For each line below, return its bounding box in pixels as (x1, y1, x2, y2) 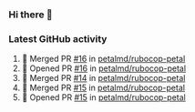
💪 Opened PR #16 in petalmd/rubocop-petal (21, 63, 187, 74)
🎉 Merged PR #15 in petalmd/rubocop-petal (21, 82, 186, 94)
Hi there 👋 (8, 8, 54, 21)
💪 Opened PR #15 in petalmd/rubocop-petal (21, 92, 186, 103)
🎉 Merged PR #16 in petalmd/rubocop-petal (21, 54, 186, 65)
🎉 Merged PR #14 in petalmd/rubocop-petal (21, 73, 186, 84)
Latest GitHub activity (8, 32, 108, 45)
